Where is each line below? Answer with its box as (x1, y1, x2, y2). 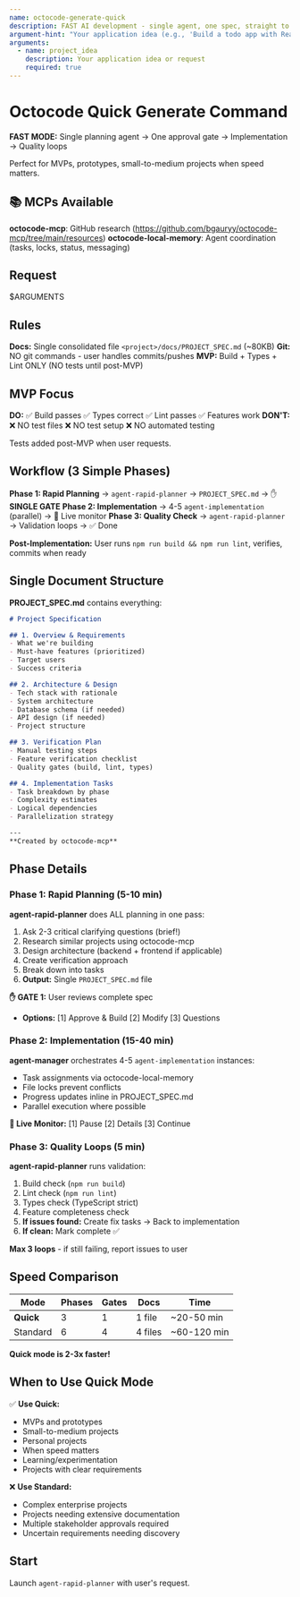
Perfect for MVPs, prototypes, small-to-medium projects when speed (9, 158, 264, 168)
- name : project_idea (17, 47, 98, 56)
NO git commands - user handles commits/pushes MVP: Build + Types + (9, 351, 278, 362)
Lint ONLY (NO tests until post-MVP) (9, 360, 144, 371)
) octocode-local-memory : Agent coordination (102, 232, 277, 243)
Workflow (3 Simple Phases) (9, 464, 171, 479)
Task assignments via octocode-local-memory (21, 1072, 194, 1083)
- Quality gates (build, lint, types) (9, 763, 154, 772)
